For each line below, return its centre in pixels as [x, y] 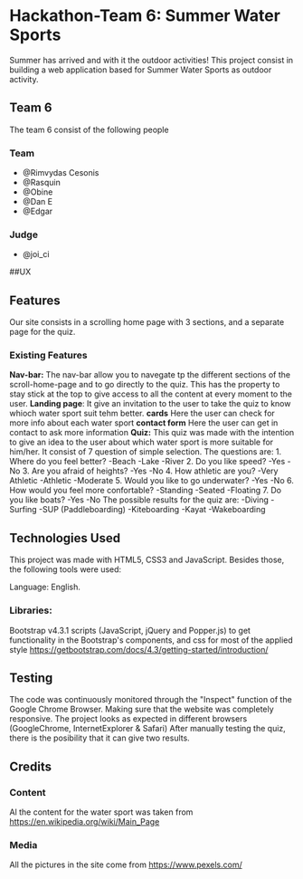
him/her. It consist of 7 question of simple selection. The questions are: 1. [146, 452]
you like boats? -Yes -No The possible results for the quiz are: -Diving [139, 500]
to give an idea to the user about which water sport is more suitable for [142, 442]
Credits [31, 766]
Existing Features [48, 356]
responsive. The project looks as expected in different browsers [128, 719]
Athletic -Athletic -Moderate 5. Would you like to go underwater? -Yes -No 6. [151, 481]
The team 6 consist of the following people [89, 129]
